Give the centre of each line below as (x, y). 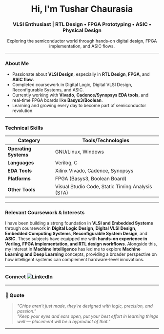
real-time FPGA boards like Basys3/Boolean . (57, 100)
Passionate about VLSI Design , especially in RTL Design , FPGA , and (81, 74)
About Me (17, 64)
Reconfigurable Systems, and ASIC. (48, 89)
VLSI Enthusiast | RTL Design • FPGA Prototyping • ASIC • (82, 24)
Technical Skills (24, 128)
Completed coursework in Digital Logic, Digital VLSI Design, (72, 85)
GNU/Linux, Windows (80, 152)
